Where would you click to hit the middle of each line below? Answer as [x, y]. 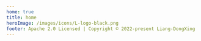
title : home [21, 17]
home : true [20, 12]
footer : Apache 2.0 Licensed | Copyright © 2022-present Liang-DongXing [101, 29]
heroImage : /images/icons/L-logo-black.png [63, 23]
